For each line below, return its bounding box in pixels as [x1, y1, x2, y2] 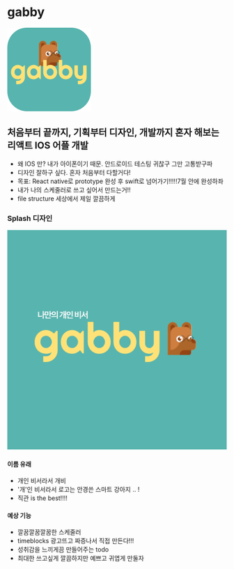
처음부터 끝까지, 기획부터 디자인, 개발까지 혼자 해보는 [7, 127, 219, 139]
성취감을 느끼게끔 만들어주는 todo [17, 545, 109, 554]
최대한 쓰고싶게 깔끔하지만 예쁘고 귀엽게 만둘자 [17, 554, 144, 563]
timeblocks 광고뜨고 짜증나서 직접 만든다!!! [17, 537, 134, 545]
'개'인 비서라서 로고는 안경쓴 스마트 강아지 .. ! [17, 485, 140, 494]
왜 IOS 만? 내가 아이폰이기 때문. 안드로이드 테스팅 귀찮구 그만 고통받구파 [17, 159, 213, 168]
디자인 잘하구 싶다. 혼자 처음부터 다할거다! [17, 168, 131, 176]
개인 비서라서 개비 [17, 476, 66, 485]
